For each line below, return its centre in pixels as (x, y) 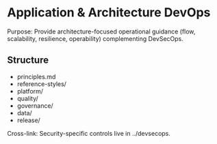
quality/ (28, 98)
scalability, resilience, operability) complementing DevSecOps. (95, 38)
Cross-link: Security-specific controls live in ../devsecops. (89, 133)
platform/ (30, 91)
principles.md (36, 76)
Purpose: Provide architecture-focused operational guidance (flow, (101, 31)
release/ (29, 120)
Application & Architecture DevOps (109, 13)
